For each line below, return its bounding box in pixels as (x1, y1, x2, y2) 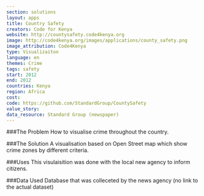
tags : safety (6, 66, 40, 72)
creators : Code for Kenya (6, 26, 72, 32)
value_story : (6, 105, 40, 112)
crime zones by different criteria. (6, 146, 89, 154)
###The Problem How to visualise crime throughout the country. (6, 128, 169, 135)
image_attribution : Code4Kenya (6, 43, 86, 50)
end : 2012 (6, 77, 32, 83)
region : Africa (6, 89, 45, 95)
